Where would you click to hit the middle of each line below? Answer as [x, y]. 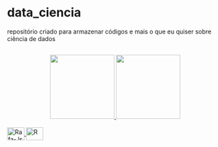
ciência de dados [32, 38]
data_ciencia [44, 13]
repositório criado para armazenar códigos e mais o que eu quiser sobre [109, 31]
